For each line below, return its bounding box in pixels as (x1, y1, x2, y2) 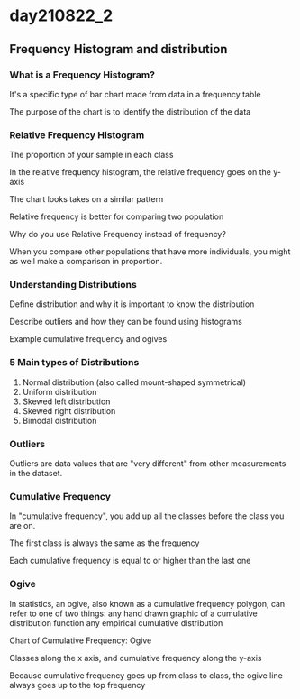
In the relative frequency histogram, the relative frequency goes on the (9, 167, 272, 178)
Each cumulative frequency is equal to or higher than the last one (9, 556, 251, 566)
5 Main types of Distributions (9, 356, 140, 369)
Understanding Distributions (9, 279, 137, 291)
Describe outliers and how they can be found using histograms (9, 317, 243, 327)
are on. (9, 520, 36, 531)
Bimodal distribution (22, 415, 97, 426)
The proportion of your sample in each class (9, 150, 174, 161)
